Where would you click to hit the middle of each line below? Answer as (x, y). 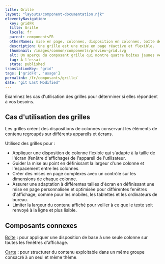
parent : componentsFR (32, 37)
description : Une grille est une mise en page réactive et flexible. (82, 46)
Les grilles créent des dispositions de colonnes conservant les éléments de (81, 129)
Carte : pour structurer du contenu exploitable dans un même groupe (75, 252)
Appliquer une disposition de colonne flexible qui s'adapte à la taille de (84, 153)
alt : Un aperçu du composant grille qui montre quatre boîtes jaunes (82, 55)
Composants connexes (41, 226)
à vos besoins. (20, 101)
